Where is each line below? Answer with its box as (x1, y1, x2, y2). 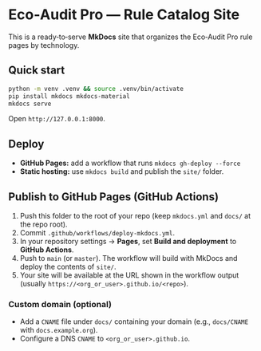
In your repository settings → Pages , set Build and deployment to (19, 237, 237, 246)
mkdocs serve (8, 100, 52, 108)
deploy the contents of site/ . (19, 262, 117, 271)
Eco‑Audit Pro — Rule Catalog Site (8, 6, 240, 24)
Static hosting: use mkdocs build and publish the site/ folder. (19, 167, 224, 176)
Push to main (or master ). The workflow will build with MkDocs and (19, 254, 238, 262)
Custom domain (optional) (8, 298, 112, 310)
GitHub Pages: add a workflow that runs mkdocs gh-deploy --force (19, 158, 241, 168)
